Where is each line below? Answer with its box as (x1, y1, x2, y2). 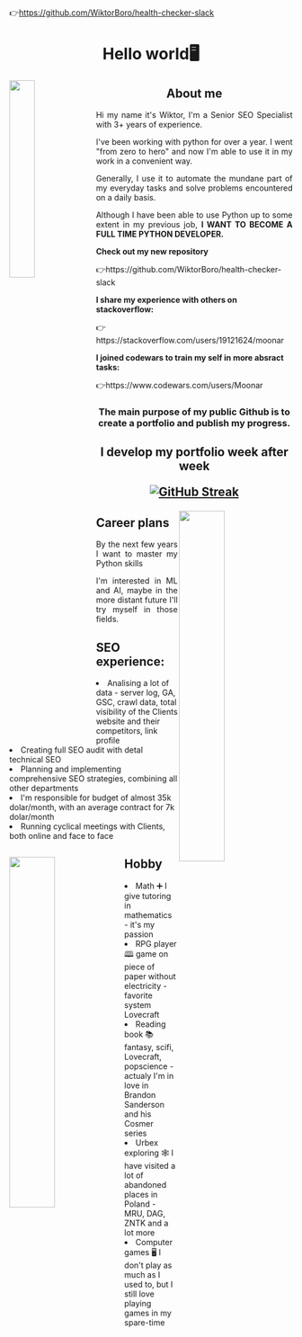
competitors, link (95, 725, 158, 735)
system (124, 999, 152, 1010)
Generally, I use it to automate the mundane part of (95, 174, 293, 183)
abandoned (124, 1179, 167, 1190)
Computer (135, 1236, 173, 1247)
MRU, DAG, (124, 1208, 166, 1218)
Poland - (124, 1199, 156, 1209)
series (124, 1128, 147, 1138)
